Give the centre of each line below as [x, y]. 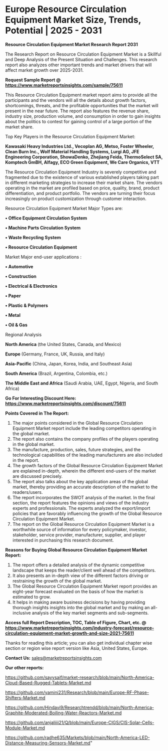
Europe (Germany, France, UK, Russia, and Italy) [55, 354]
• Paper [13, 296]
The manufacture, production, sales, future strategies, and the [76, 449]
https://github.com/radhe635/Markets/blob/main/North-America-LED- [77, 737]
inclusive [21, 613]
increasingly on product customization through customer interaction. [76, 199]
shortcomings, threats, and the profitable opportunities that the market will [82, 105]
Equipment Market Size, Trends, [73, 20]
